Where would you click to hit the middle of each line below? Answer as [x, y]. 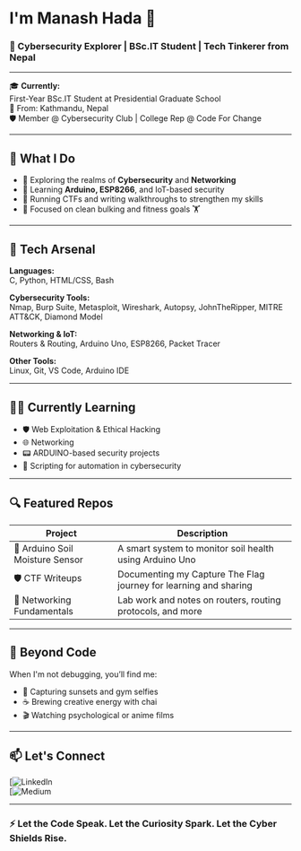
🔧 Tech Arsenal [52, 249]
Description [202, 533]
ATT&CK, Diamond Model [56, 317]
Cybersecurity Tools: [50, 298]
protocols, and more [160, 611]
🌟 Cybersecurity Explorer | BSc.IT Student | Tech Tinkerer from [149, 47]
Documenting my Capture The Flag [191, 574]
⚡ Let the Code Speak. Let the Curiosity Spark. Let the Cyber [143, 824]
